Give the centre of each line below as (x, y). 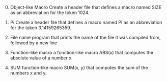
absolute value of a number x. (41, 58)
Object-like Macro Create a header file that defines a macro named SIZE (86, 7)
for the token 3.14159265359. (40, 28)
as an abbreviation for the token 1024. (50, 13)
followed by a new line (34, 43)
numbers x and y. (28, 73)
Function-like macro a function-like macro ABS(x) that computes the (82, 53)
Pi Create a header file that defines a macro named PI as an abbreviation (86, 22)
